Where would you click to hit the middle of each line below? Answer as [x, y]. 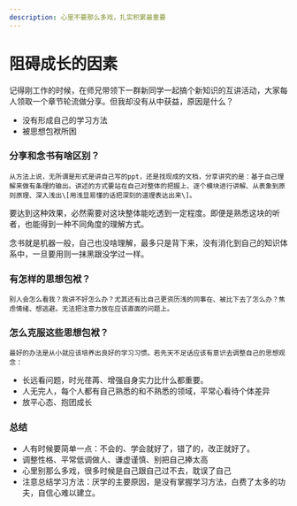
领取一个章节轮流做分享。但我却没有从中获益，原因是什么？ [125, 101]
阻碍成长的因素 [64, 64]
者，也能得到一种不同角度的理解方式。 [79, 224]
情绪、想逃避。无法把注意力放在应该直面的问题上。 [95, 309]
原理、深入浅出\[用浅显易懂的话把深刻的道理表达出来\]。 [106, 195]
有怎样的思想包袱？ [50, 279]
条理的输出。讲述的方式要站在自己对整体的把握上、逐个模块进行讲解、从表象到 [157, 186]
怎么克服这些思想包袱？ [59, 333]
